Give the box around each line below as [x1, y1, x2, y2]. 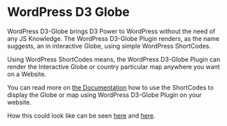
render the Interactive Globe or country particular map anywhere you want [7, 62, 220, 71]
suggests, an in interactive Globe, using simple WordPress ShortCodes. [7, 42, 212, 50]
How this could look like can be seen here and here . [7, 111, 155, 120]
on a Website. [7, 70, 47, 78]
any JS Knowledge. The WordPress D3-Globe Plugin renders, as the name [7, 34, 220, 42]
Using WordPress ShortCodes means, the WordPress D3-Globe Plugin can [7, 55, 221, 63]
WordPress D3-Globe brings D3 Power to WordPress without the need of [7, 27, 216, 35]
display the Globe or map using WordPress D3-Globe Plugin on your [7, 91, 202, 99]
